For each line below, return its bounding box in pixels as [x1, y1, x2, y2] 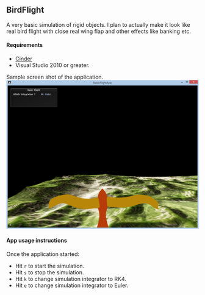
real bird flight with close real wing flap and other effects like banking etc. [6, 27, 191, 35]
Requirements [6, 41, 43, 49]
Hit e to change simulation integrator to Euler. [15, 282, 129, 289]
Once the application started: [6, 251, 79, 258]
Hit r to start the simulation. [15, 262, 85, 270]
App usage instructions [6, 237, 67, 244]
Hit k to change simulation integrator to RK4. [15, 275, 127, 283]
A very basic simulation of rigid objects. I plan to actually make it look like [6, 21, 190, 28]
